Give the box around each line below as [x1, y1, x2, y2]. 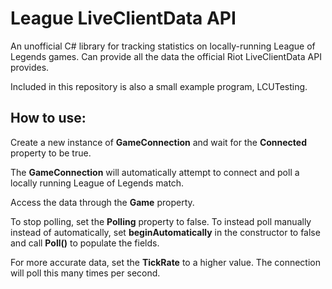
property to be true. [10, 147, 92, 159]
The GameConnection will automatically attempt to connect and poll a [10, 166, 300, 178]
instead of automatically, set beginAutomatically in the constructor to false [10, 226, 321, 238]
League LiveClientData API [10, 7, 237, 30]
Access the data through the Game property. [10, 196, 195, 208]
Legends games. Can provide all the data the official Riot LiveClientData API [10, 50, 322, 62]
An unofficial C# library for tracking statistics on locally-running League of [10, 40, 316, 52]
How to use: [10, 110, 87, 127]
